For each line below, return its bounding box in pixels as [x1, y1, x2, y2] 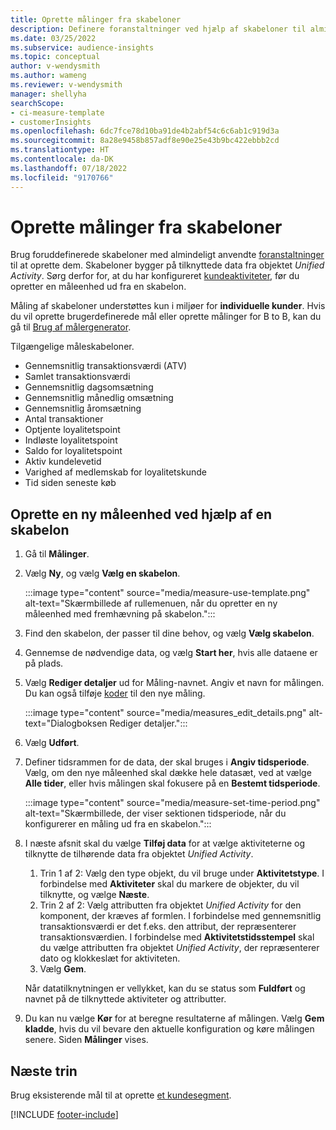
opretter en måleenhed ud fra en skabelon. [10, 281, 187, 293]
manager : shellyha [10, 89, 87, 99]
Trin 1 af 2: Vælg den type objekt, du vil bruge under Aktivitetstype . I [39, 867, 325, 880]
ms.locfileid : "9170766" [10, 172, 114, 183]
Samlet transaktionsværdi [24, 371, 131, 383]
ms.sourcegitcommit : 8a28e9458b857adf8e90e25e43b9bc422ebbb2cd [10, 136, 280, 146]
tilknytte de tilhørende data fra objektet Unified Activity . [24, 848, 254, 860]
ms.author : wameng [10, 71, 87, 81]
